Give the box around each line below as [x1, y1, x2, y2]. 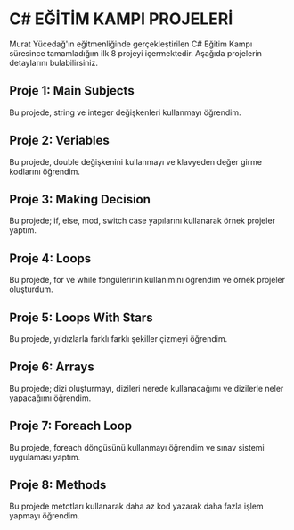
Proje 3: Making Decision [9, 192, 151, 207]
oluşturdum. [9, 284, 53, 294]
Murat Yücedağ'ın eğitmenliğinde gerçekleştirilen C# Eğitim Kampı [9, 38, 253, 49]
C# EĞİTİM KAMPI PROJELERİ [9, 9, 233, 29]
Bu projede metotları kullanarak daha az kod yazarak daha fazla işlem [9, 501, 265, 512]
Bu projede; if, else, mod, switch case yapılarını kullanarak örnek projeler [9, 215, 276, 227]
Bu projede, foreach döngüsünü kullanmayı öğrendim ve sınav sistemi [9, 442, 265, 452]
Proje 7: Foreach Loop [9, 418, 133, 434]
